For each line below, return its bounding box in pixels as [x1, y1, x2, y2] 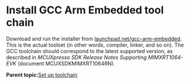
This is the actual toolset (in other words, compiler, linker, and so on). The [6, 41, 184, 48]
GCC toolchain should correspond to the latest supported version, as [6, 47, 173, 54]
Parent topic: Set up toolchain [6, 71, 78, 78]
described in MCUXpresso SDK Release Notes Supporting [6, 54, 147, 61]
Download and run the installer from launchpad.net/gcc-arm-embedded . [6, 35, 182, 42]
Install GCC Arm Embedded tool [6, 3, 164, 17]
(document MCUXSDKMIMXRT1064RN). [17, 60, 115, 67]
